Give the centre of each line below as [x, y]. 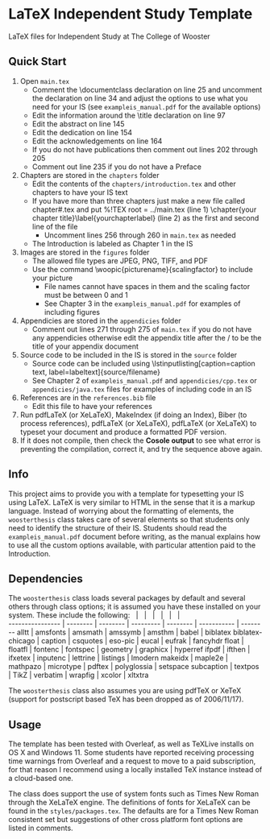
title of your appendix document [85, 346]
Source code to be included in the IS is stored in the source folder [129, 354]
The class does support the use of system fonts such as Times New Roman [134, 794]
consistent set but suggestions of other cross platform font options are [126, 820]
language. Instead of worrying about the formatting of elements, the [121, 510]
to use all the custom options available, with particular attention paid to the [132, 545]
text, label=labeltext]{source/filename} [96, 372]
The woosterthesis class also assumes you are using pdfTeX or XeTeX [125, 691]
